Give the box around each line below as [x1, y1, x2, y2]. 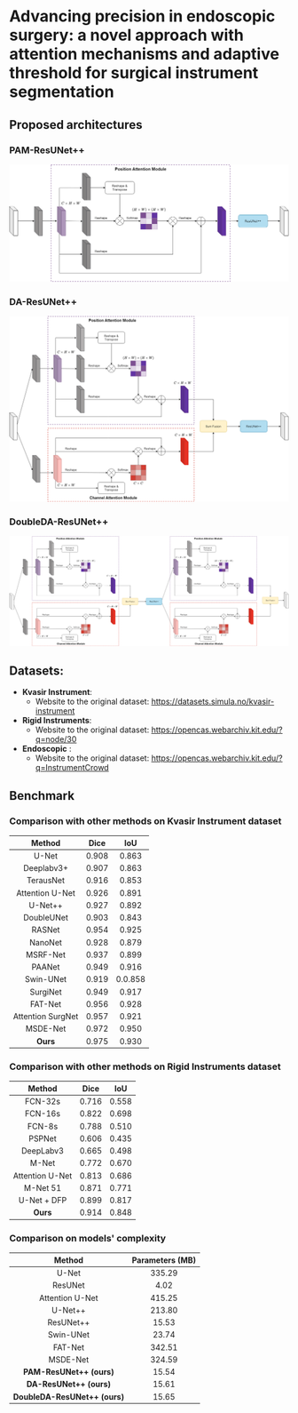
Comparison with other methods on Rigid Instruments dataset [9, 1060, 281, 1073]
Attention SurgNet [12, 1011, 79, 1022]
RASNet [31, 924, 60, 935]
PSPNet [27, 1133, 58, 1144]
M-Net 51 [23, 1182, 62, 1193]
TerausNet [26, 875, 65, 886]
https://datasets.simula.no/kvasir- [151, 696, 275, 707]
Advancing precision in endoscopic [9, 6, 276, 27]
